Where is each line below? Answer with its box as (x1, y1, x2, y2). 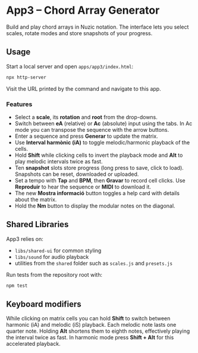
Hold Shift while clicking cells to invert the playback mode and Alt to (14, 151, 183, 159)
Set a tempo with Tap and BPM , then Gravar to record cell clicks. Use (14, 176, 186, 184)
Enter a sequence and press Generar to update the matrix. (14, 132, 159, 140)
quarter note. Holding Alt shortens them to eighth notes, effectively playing (6, 327, 190, 335)
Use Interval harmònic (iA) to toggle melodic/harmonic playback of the (14, 138, 190, 146)
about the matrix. (14, 196, 57, 203)
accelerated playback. (6, 340, 61, 348)
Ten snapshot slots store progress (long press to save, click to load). (14, 164, 184, 171)
